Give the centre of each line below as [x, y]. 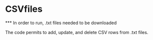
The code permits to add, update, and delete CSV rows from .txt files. [77, 32]
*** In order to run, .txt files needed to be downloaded [61, 23]
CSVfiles [24, 9]
